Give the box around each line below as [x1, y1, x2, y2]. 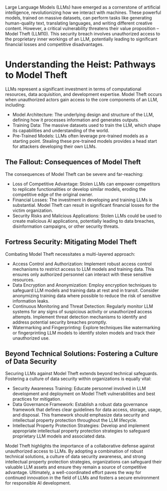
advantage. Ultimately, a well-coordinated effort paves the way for [5, 470, 142, 476]
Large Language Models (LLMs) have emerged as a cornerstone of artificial [5, 4, 161, 10]
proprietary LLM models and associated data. [12, 433, 106, 439]
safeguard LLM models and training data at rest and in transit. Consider [12, 287, 159, 293]
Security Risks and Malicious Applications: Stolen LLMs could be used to [12, 212, 162, 219]
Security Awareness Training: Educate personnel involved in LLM [12, 386, 146, 392]
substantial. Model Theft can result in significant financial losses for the [12, 202, 160, 208]
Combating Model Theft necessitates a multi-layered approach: [5, 251, 136, 257]
